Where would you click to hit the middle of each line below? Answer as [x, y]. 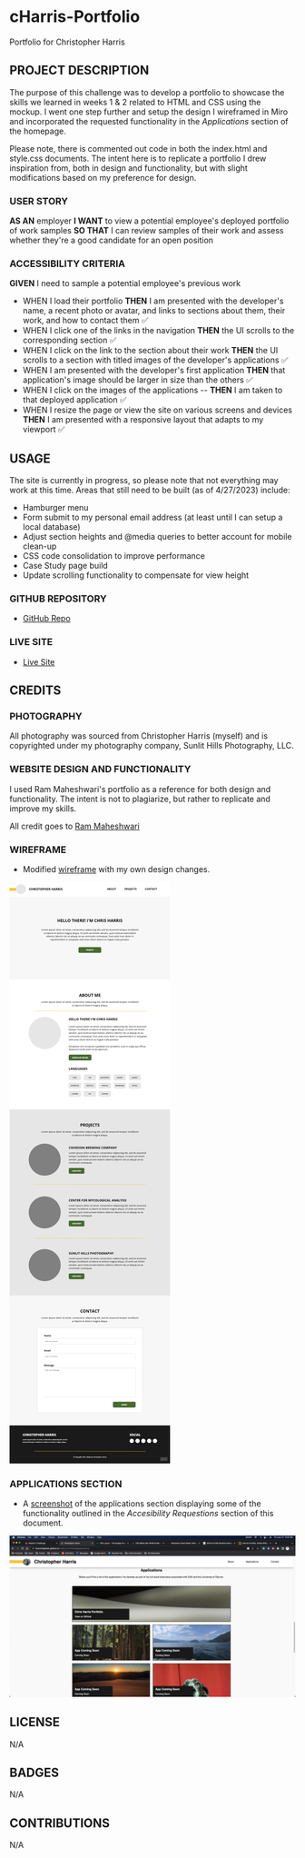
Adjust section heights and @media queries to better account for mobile [157, 537]
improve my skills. [43, 808]
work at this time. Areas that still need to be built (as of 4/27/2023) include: [150, 490]
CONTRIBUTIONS [60, 1823]
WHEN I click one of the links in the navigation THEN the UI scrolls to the [158, 331]
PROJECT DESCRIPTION [79, 70]
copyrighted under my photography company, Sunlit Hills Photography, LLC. [152, 746]
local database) [51, 527]
